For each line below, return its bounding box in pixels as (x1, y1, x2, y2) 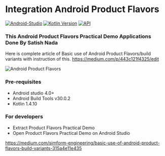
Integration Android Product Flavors (5, 4, 159, 15)
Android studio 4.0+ (12, 90, 55, 96)
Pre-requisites (5, 78, 42, 85)
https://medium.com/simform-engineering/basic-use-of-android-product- (5, 140, 160, 146)
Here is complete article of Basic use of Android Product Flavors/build (5, 50, 151, 57)
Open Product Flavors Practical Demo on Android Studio (12, 130, 130, 136)
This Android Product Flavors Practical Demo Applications (5, 33, 151, 40)
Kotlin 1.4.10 (12, 100, 37, 107)
